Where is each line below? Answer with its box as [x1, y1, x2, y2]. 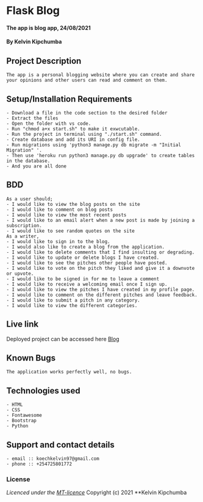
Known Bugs [6, 353, 56, 363]
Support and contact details [6, 439, 115, 450]
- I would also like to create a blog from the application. [6, 244, 165, 250]
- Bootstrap [6, 418, 37, 424]
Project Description [6, 55, 82, 66]
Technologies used [6, 385, 80, 396]
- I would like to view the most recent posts [6, 211, 127, 218]
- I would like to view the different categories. [6, 302, 138, 308]
